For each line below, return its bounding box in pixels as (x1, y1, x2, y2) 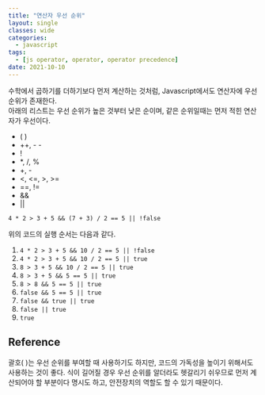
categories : (8, 33, 47, 42)
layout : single (8, 19, 59, 27)
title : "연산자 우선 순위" (8, 11, 85, 20)
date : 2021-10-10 (8, 63, 66, 71)
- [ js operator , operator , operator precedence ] (15, 56, 179, 64)
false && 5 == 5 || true (19, 289, 102, 297)
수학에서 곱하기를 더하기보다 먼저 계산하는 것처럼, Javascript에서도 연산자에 (8, 86, 243, 95)
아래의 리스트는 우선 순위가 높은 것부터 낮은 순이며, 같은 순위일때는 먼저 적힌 (8, 105, 243, 115)
